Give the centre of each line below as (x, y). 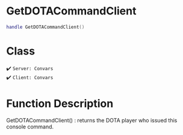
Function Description (60, 103)
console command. (30, 127)
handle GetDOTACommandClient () (45, 27)
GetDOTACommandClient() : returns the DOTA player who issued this (92, 120)
